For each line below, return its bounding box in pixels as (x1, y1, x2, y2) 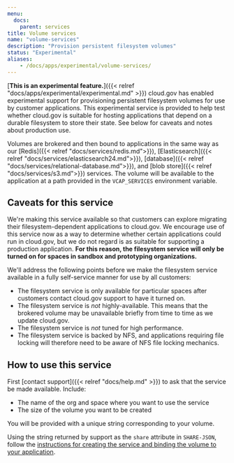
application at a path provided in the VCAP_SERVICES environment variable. (7, 176, 218, 185)
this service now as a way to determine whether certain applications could (7, 230, 221, 238)
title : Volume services (7, 29, 77, 37)
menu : (7, 10, 23, 17)
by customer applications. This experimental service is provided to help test (7, 103, 226, 112)
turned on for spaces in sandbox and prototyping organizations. (7, 252, 197, 260)
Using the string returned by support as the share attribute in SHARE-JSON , (7, 433, 217, 441)
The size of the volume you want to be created (17, 406, 152, 414)
